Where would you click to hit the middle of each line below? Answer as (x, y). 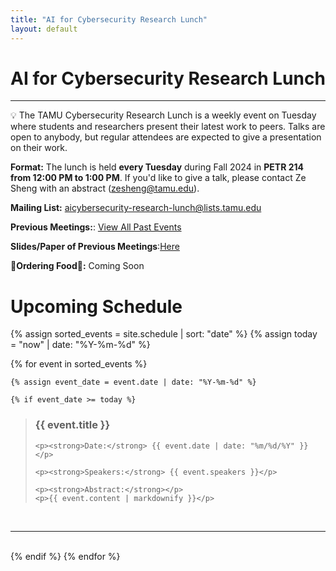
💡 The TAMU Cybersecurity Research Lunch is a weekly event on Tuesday (163, 115)
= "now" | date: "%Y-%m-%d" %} (80, 345)
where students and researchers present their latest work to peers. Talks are (168, 127)
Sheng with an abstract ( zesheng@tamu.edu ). (105, 188)
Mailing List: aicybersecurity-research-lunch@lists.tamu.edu (136, 208)
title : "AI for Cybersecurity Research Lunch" (109, 19)
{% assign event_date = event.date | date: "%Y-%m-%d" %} (133, 382)
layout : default (44, 29)
